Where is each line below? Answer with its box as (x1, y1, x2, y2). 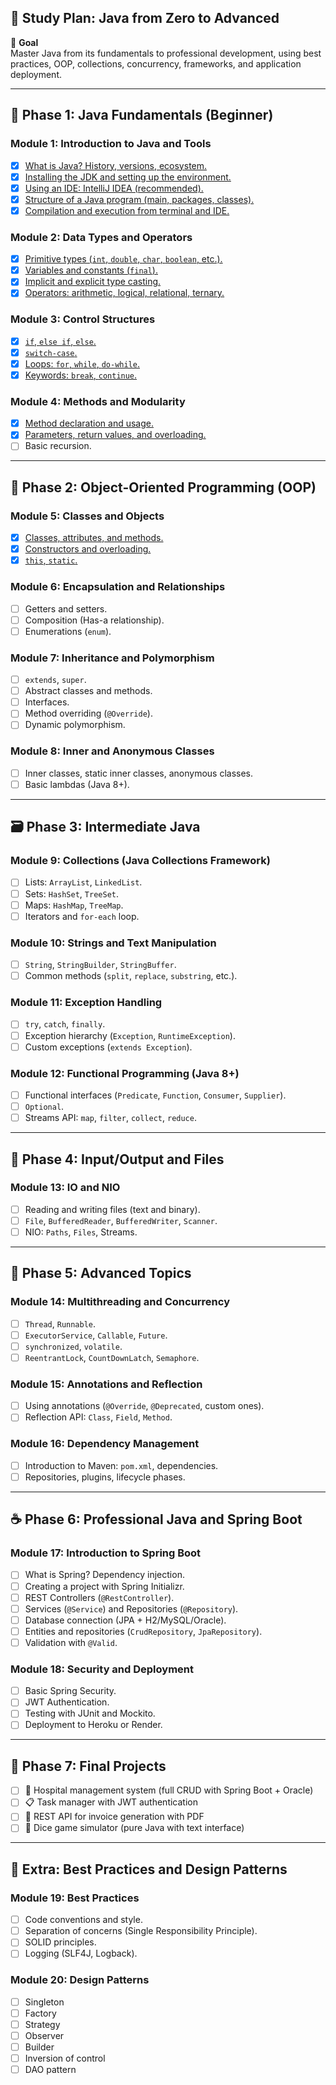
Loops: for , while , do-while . (24, 357, 140, 370)
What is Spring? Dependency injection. (24, 1569, 185, 1581)
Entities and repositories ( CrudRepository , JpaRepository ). (24, 1625, 263, 1637)
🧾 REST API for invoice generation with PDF (24, 1811, 205, 1823)
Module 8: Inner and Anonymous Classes (10, 744, 215, 758)
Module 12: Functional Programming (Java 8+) (10, 1066, 240, 1080)
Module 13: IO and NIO (10, 1181, 121, 1195)
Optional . (24, 1100, 65, 1112)
